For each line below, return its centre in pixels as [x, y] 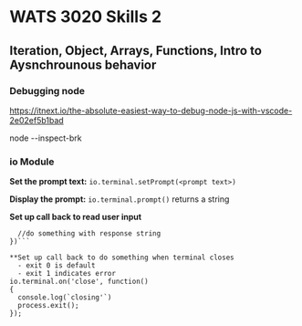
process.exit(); [48, 306]
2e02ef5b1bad [36, 120]
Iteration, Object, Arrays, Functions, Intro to [136, 51]
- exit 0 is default [57, 266]
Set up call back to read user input [76, 217]
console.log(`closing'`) [65, 298]
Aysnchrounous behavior [83, 64]
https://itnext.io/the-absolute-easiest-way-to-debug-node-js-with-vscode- [151, 110]
